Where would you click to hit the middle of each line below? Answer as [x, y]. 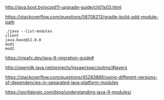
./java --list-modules [29, 31]
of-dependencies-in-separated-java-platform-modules [62, 82]
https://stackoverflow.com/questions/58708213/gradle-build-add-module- [82, 17]
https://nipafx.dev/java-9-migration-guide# [49, 58]
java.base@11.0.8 [23, 40]
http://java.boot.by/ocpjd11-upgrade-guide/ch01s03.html [63, 7]
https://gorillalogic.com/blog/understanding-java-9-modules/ [68, 92]
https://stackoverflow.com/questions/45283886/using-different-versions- [81, 77]
